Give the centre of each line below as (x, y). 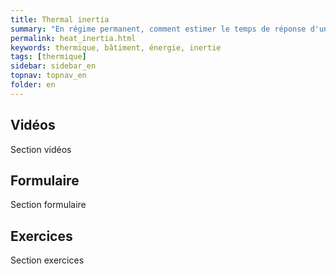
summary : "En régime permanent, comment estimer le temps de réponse (158, 29)
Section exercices (47, 260)
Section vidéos (41, 149)
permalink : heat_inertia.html (73, 38)
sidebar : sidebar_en (53, 66)
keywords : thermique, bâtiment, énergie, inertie (116, 47)
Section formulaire (48, 205)
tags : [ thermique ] (48, 57)
